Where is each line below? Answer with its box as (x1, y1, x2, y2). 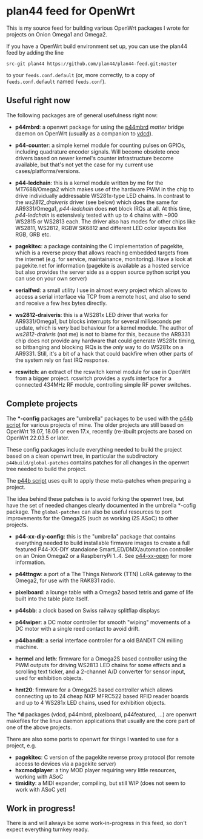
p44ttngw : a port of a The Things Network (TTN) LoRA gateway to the (15, 570, 192, 577)
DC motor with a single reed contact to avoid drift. (15, 625, 140, 632)
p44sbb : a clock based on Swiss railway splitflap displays (15, 606, 161, 614)
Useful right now (6, 95, 71, 106)
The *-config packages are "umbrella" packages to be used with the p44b (6, 415, 193, 422)
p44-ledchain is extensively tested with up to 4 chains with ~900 (15, 211, 178, 219)
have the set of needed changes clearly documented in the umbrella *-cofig (6, 501, 196, 509)
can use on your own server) (15, 274, 87, 282)
